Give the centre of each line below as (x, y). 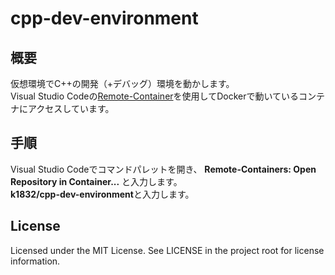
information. (35, 261)
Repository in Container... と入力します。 (96, 181)
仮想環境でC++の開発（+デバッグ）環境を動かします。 (122, 83)
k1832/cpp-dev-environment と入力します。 (102, 194)
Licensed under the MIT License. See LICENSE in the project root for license (167, 250)
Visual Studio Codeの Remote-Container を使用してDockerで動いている (155, 96)
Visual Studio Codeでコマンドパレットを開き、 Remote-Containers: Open (163, 169)
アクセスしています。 (71, 108)
